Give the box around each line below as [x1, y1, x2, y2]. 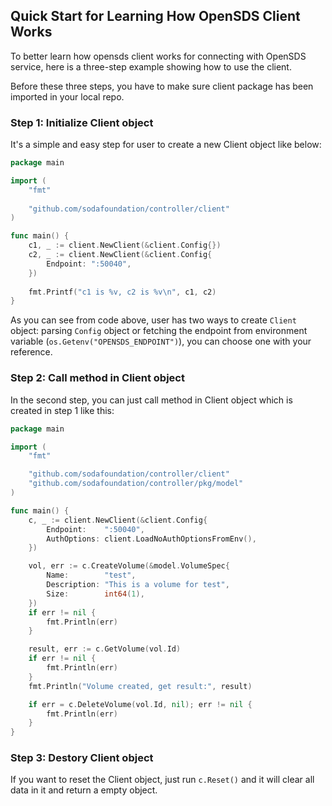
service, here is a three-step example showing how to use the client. [10, 60, 292, 73]
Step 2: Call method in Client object [10, 371, 185, 385]
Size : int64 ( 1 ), [46, 589, 145, 599]
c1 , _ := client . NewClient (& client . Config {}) [28, 240, 222, 251]
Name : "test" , [46, 570, 137, 581]
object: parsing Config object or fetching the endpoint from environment [10, 325, 308, 337]
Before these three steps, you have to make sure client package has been [10, 80, 314, 92]
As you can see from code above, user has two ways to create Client [10, 314, 297, 326]
